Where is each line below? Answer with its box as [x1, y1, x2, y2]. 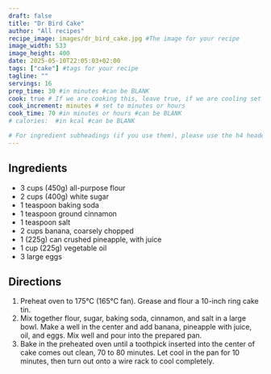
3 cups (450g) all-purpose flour [19, 183, 126, 192]
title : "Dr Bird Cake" [8, 19, 85, 27]
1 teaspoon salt [19, 217, 71, 227]
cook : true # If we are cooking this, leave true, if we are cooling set [8, 95, 262, 103]
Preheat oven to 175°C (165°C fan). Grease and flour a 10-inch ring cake [19, 296, 260, 306]
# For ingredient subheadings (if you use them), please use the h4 [8, 132, 244, 140]
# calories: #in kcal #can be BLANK [8, 117, 135, 125]
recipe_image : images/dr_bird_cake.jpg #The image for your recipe [8, 34, 240, 43]
